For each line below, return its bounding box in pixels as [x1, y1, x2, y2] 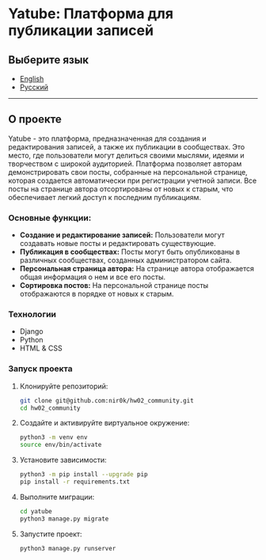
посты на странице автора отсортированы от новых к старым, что [8, 184, 234, 194]
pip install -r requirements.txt [19, 478, 131, 486]
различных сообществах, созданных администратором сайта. [19, 255, 232, 265]
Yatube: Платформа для [8, 5, 174, 23]
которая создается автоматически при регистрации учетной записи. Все [8, 176, 257, 185]
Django [19, 327, 44, 336]
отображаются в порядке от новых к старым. [19, 289, 174, 299]
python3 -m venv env [19, 433, 88, 441]
